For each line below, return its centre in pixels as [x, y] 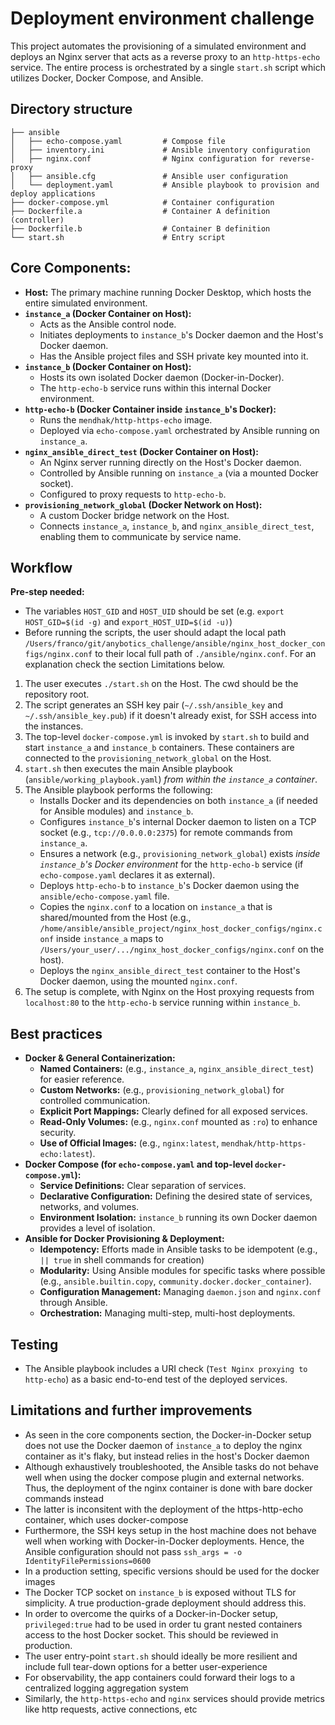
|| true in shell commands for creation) [122, 1260]
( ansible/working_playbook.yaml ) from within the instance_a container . [171, 779]
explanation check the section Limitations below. [125, 664]
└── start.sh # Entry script [118, 237]
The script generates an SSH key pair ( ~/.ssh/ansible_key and [153, 705]
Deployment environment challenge [162, 18]
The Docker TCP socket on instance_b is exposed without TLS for [160, 1592]
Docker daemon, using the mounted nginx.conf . [138, 981]
